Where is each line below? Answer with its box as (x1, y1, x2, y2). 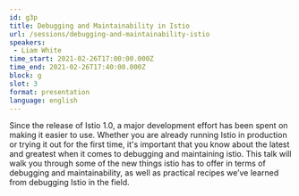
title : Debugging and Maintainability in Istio (9, 21, 191, 30)
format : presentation (9, 87, 90, 96)
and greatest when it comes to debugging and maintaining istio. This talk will (9, 149, 292, 159)
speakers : (9, 37, 47, 47)
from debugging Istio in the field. (9, 177, 130, 188)
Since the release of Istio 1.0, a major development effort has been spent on (9, 120, 288, 131)
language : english (9, 95, 78, 105)
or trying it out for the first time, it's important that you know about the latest (9, 139, 290, 150)
